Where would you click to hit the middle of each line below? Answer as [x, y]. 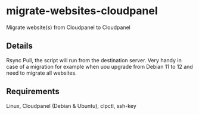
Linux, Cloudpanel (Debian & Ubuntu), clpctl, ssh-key [71, 106]
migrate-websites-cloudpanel [82, 11]
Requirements [33, 92]
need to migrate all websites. [42, 73]
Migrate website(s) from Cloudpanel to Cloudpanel [69, 27]
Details [19, 46]
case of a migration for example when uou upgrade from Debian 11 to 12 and [100, 66]
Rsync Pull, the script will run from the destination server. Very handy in [94, 60]
